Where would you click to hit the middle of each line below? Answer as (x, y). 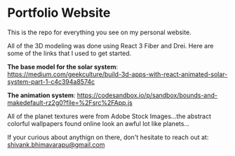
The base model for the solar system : (62, 66)
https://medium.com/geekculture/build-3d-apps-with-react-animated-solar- (117, 74)
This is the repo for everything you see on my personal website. (99, 32)
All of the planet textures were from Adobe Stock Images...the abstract (109, 116)
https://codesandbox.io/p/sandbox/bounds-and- (147, 95)
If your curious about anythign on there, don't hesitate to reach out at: (108, 137)
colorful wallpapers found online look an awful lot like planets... (99, 123)
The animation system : (41, 95)
